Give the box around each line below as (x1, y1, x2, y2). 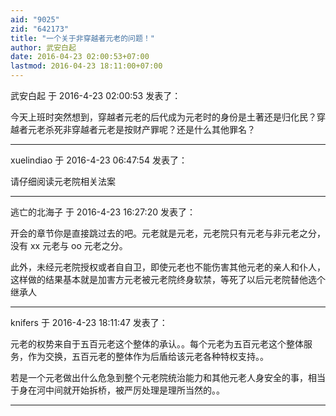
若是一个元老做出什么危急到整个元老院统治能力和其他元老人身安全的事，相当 (10, 372, 326, 383)
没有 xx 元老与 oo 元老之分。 (10, 240, 128, 251)
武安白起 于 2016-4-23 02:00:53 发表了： (10, 90, 182, 101)
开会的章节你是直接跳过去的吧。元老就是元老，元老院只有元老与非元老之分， (10, 227, 326, 239)
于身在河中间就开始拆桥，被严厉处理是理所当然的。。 (10, 384, 225, 396)
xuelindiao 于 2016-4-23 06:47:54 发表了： (10, 154, 188, 166)
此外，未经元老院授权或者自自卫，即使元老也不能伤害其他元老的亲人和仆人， (10, 261, 326, 273)
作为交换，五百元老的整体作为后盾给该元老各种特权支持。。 (27, 351, 269, 362)
